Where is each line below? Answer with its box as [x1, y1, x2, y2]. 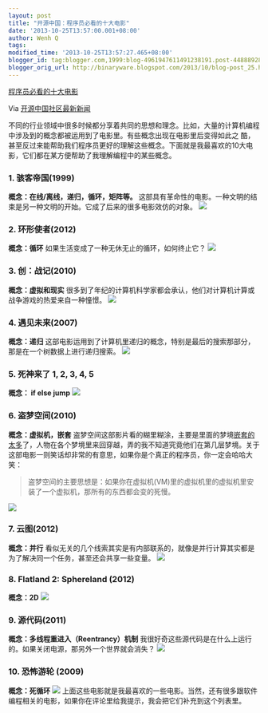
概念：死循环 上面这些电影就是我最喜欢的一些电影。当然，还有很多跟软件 [8, 686, 258, 695]
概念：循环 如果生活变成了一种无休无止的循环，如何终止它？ [8, 244, 206, 253]
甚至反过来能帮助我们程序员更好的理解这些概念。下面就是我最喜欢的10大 [8, 141, 246, 150]
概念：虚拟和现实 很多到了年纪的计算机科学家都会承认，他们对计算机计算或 [8, 285, 255, 295]
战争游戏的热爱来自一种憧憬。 [8, 295, 106, 304]
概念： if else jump [8, 388, 70, 398]
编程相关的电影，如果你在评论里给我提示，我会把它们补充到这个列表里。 [8, 695, 246, 705]
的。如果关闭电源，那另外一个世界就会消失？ [8, 644, 156, 654]
